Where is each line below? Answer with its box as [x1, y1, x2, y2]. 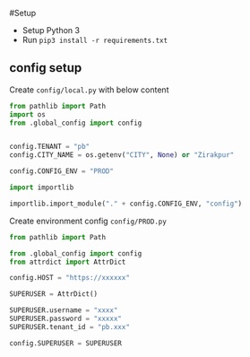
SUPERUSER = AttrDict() [9, 290, 99, 299]
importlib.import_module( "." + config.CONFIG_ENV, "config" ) [9, 199, 243, 208]
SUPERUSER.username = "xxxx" [9, 306, 118, 315]
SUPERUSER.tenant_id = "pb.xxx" [9, 322, 130, 331]
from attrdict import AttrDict [9, 257, 126, 266]
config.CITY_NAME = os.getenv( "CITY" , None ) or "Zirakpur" [9, 151, 235, 160]
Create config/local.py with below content [9, 84, 169, 95]
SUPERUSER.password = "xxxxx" [9, 314, 123, 324]
